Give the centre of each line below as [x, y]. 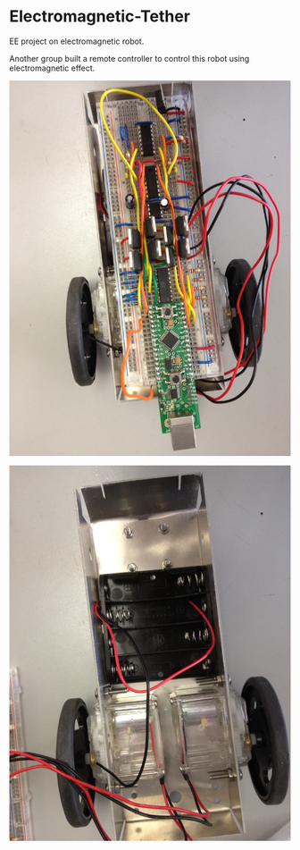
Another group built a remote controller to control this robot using [129, 58]
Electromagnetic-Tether [100, 17]
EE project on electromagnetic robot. [77, 41]
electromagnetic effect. [52, 68]
